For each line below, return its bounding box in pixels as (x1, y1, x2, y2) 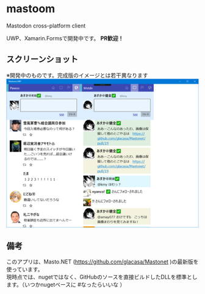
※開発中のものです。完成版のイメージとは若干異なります (6, 71, 148, 79)
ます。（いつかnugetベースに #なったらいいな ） (6, 281, 126, 289)
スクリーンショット (6, 54, 78, 65)
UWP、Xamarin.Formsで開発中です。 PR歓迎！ (6, 34, 124, 41)
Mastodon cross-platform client (6, 22, 86, 29)
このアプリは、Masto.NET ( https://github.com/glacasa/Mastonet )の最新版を (6, 258, 199, 265)
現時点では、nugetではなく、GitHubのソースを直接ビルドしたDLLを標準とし (6, 273, 198, 281)
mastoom (6, 2, 56, 16)
